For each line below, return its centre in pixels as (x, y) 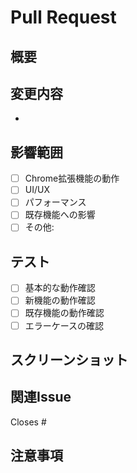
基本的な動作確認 (60, 288)
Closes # (28, 422)
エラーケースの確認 (64, 325)
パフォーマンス (55, 202)
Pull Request (63, 17)
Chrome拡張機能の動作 (72, 178)
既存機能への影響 (60, 215)
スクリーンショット (69, 359)
